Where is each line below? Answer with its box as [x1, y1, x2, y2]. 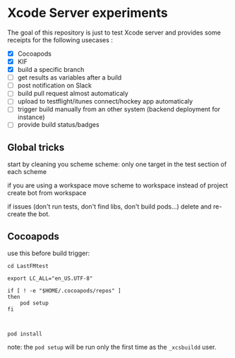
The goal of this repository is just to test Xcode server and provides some [7, 28, 221, 37]
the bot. [27, 210, 51, 218]
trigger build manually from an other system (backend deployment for [17, 105, 221, 113]
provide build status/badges [17, 121, 100, 129]
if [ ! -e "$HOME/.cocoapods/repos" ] [7, 288, 121, 295]
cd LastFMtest [7, 263, 49, 270]
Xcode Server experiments [7, 5, 168, 21]
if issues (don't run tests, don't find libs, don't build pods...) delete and [7, 202, 212, 211]
